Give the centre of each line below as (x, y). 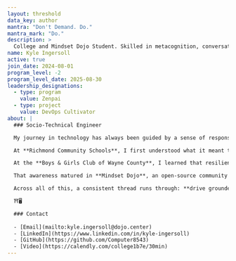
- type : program (37, 92)
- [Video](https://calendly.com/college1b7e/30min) (91, 247)
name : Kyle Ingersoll (39, 53)
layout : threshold (34, 14)
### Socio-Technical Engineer (58, 125)
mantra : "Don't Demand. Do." (50, 27)
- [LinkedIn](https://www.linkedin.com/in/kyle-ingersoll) (102, 234)
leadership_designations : (45, 86)
